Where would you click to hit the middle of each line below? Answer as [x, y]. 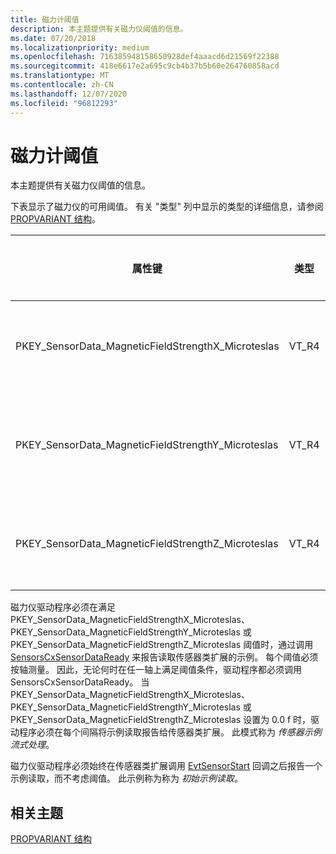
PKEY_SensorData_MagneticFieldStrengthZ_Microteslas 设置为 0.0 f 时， [161, 720]
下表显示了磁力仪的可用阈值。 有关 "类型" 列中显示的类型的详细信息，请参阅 [167, 207]
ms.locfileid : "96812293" [64, 103]
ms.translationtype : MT [60, 76]
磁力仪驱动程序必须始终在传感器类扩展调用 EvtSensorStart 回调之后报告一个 [166, 766]
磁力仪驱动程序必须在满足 [63, 607]
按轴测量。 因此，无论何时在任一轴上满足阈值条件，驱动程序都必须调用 [156, 670]
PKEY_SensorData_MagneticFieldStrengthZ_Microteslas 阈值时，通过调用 [162, 645]
